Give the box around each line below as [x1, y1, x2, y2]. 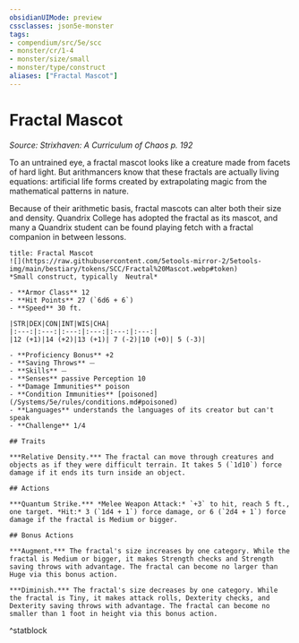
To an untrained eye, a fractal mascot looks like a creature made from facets [9, 157, 291, 167]
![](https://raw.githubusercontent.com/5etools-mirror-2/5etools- [9, 256, 262, 265]
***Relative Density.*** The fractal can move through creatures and [9, 452, 275, 461]
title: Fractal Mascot [9, 248, 94, 258]
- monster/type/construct [9, 64, 106, 73]
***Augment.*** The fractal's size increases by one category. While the [9, 546, 291, 555]
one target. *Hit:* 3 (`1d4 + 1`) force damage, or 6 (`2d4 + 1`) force [9, 507, 286, 516]
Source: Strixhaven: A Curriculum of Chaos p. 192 [9, 140, 193, 150]
